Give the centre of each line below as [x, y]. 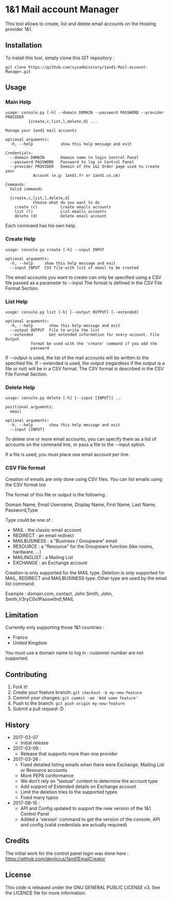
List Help [17, 301]
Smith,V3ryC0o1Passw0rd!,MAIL [40, 599]
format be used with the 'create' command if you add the [94, 344]
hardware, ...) [27, 552]
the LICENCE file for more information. [46, 893]
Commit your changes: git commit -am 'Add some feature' [75, 698]
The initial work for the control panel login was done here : [67, 853]
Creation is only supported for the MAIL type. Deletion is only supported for [85, 572]
